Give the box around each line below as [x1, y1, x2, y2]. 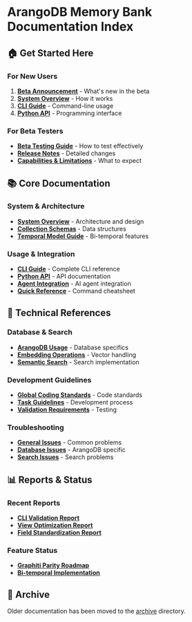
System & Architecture [7, 202, 85, 211]
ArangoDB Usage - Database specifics [17, 343, 129, 351]
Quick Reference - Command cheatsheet [17, 287, 136, 295]
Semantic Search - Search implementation [17, 358, 140, 366]
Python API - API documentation [17, 272, 111, 280]
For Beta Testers [7, 126, 64, 135]
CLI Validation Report [17, 514, 80, 522]
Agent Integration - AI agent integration [17, 280, 131, 288]
